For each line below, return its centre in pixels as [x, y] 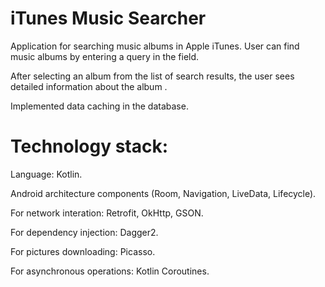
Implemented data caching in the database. [99, 106]
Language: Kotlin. [46, 174]
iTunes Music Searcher [108, 18]
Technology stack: [89, 146]
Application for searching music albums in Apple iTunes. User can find [155, 46]
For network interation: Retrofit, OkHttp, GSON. [107, 213]
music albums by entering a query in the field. [105, 56]
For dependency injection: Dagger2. [84, 232]
